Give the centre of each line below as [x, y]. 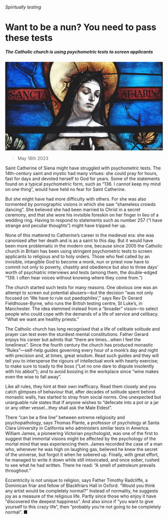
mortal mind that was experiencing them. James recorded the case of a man [84, 444]
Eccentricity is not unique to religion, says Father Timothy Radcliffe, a [76, 480]
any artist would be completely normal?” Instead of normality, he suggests [82, 491]
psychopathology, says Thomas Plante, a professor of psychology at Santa [82, 423]
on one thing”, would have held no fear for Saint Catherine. [65, 189]
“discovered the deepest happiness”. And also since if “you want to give [79, 501]
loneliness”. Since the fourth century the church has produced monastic [79, 345]
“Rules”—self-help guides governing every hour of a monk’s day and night [82, 350]
